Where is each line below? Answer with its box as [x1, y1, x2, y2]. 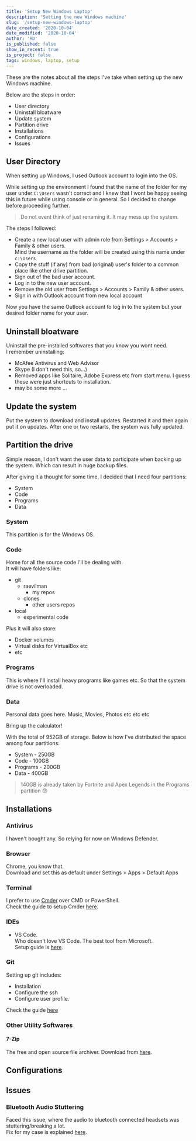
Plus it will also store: [6, 625, 57, 632]
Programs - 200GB [14, 763, 60, 770]
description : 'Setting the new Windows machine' [6, 14, 127, 20]
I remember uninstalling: [6, 349, 64, 356]
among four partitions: [6, 739, 60, 746]
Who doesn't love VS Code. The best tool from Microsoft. [14, 937, 153, 944]
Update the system [6, 401, 77, 411]
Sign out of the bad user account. [14, 273, 96, 281]
